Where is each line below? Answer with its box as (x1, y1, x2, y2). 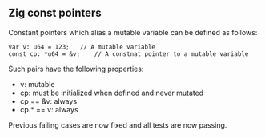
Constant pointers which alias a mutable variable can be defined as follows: (8, 27, 258, 37)
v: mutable (19, 79, 55, 89)
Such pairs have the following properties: (8, 64, 144, 73)
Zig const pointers (8, 6, 102, 20)
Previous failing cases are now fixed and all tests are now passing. (8, 120, 227, 130)
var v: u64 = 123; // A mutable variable (8, 43, 156, 51)
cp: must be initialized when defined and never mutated (19, 88, 204, 97)
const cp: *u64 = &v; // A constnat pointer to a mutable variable (8, 49, 249, 58)
